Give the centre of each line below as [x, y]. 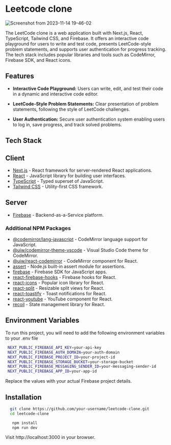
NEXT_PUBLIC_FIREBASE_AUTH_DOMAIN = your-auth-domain [64, 352]
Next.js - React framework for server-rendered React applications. [82, 170]
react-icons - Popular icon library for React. [58, 283]
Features [20, 76]
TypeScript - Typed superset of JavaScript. [58, 181]
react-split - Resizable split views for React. [58, 288]
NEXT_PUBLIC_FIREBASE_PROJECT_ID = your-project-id [61, 357]
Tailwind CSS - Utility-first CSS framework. [58, 186]
